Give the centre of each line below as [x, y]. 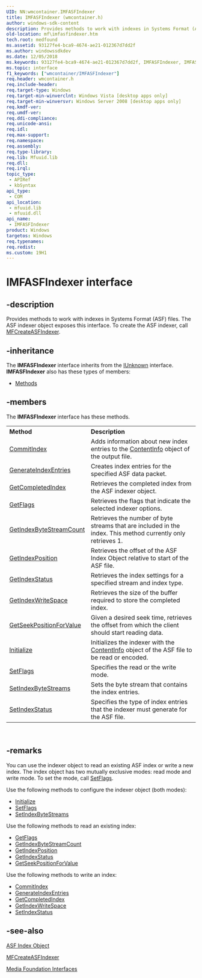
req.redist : [21, 247]
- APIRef [20, 180]
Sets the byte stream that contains [139, 684]
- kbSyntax [22, 185]
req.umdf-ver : [24, 113]
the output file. [112, 456]
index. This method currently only [138, 533]
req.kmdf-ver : [24, 107]
